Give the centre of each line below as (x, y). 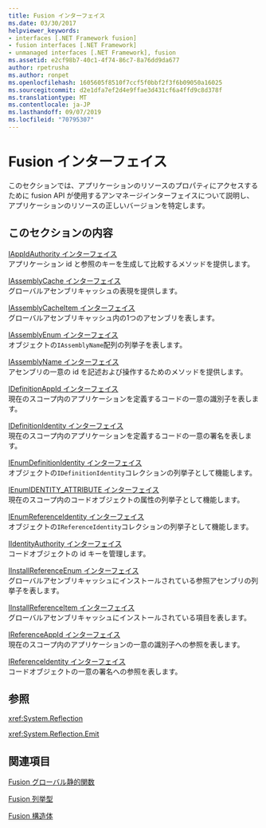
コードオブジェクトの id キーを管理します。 (79, 553)
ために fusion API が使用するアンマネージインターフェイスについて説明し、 (131, 195)
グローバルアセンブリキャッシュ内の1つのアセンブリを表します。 (113, 317)
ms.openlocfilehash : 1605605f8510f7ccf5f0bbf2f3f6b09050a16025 (115, 82)
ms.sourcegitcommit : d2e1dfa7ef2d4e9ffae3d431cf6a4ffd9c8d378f (115, 90)
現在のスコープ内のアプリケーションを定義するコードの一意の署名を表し (127, 436)
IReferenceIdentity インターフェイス (67, 661)
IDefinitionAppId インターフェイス (63, 388)
